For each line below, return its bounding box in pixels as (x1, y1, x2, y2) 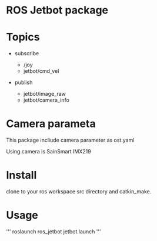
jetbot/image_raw (23, 91, 66, 98)
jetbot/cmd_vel (23, 68, 59, 75)
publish (14, 79, 33, 86)
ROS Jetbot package (6, 4, 109, 17)
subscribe (14, 50, 39, 57)
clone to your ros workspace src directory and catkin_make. (6, 188, 152, 195)
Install (6, 169, 37, 182)
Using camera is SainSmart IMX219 (6, 148, 91, 155)
